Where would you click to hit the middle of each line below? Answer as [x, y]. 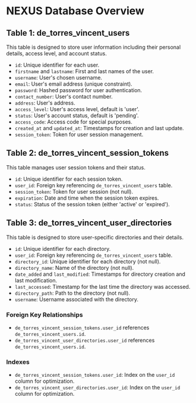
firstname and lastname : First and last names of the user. [84, 71]
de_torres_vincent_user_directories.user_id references [85, 340]
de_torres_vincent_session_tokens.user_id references [82, 328]
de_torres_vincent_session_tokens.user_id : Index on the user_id [95, 375]
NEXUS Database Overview [75, 11]
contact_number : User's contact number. [64, 97]
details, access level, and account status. [56, 53]
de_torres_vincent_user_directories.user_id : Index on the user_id [97, 388]
